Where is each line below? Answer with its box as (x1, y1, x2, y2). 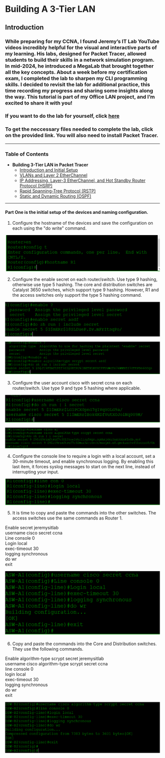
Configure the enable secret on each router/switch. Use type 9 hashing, (12, 276, 158, 282)
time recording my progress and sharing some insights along (5, 87, 153, 94)
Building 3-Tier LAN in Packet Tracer (12, 162, 88, 168)
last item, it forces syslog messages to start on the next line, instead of (12, 464, 156, 470)
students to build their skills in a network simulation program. (5, 56, 155, 63)
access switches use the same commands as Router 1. (12, 515, 123, 521)
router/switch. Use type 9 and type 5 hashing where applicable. (12, 385, 141, 391)
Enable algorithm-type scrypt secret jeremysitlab (5, 655, 104, 661)
